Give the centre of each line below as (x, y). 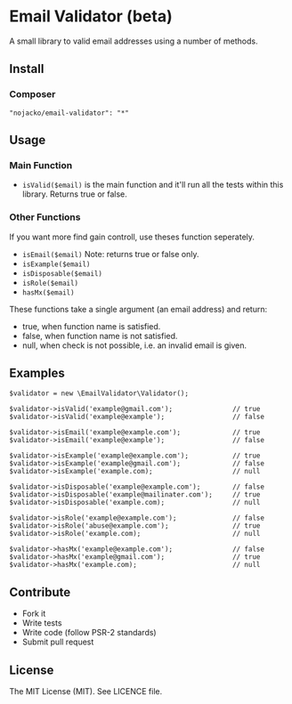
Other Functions (45, 217)
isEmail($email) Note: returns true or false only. (110, 254)
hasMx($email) (48, 292)
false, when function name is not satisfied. (100, 336)
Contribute (40, 592)
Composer (32, 94)
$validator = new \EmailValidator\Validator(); (99, 393)
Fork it (34, 614)
